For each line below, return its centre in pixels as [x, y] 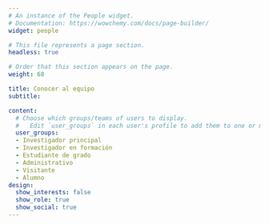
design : [21, 185]
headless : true [34, 53]
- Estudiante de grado [53, 155]
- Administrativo [44, 162]
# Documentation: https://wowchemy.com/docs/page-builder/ [109, 23]
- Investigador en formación [64, 148]
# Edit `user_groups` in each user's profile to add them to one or [136, 126]
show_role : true [42, 200]
